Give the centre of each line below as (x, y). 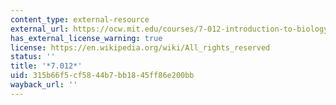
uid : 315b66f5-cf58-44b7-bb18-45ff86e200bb (102, 76)
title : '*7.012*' (46, 66)
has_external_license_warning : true (86, 38)
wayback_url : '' (44, 85)
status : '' (33, 57)
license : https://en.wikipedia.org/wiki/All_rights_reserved (140, 47)
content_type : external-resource (80, 19)
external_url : (40, 29)
